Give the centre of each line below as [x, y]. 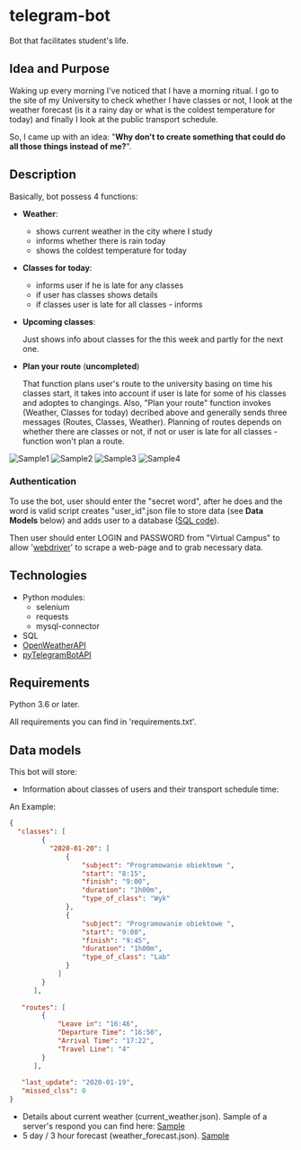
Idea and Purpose [60, 69]
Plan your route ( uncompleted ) [81, 366]
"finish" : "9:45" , [116, 940]
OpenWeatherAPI [54, 645]
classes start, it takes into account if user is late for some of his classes [154, 393]
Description [43, 175]
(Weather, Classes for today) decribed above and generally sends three [155, 412]
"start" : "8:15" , [114, 874]
